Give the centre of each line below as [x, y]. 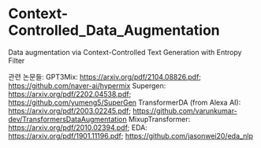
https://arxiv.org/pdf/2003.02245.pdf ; [70, 110]
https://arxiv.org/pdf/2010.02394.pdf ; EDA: [78, 128]
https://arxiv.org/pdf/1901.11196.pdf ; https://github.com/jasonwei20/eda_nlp [131, 135]
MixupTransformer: [160, 119]
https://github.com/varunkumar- [185, 110]
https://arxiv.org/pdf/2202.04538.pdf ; [70, 94]
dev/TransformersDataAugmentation [68, 119]
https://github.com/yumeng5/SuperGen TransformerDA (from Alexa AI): [125, 102]
